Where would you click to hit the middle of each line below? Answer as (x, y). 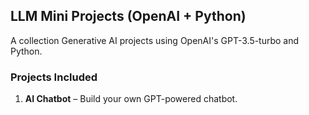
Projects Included (54, 77)
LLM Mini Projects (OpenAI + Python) (128, 16)
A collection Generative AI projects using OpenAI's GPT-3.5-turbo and (155, 40)
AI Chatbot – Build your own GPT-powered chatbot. (131, 99)
